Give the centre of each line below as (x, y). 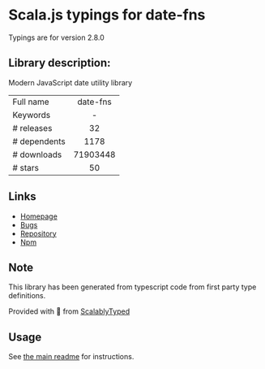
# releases (32, 128)
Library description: (60, 63)
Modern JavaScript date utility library (71, 82)
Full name (31, 102)
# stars (26, 167)
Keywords (32, 115)
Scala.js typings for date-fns (107, 15)
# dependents (39, 141)
